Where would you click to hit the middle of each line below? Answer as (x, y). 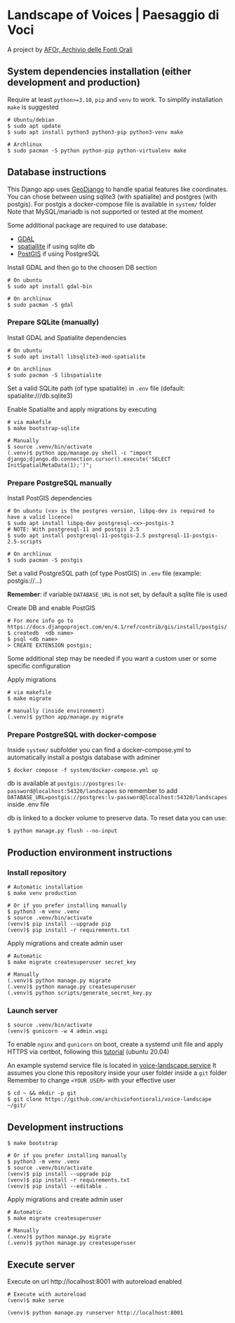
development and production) (74, 83)
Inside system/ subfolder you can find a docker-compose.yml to (99, 750)
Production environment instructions (90, 852)
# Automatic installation (45, 887)
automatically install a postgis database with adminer (84, 757)
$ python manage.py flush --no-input (62, 831)
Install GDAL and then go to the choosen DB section (82, 267)
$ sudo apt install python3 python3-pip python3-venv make (95, 132)
